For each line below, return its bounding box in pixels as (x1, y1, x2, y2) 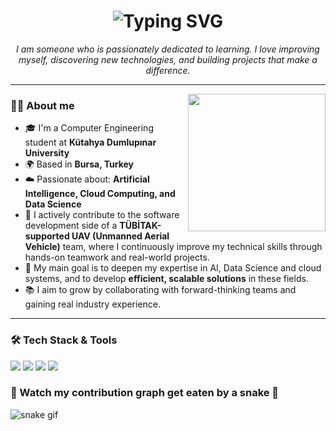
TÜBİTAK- (119, 220, 162, 232)
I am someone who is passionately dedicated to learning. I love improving (16, 43, 320, 55)
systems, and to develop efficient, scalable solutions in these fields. (24, 273, 309, 285)
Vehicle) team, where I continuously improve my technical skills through (24, 241, 323, 253)
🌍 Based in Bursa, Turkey (24, 158, 135, 170)
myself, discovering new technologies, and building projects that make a (18, 53, 318, 65)
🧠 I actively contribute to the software (24, 209, 180, 221)
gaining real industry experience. (24, 298, 162, 310)
